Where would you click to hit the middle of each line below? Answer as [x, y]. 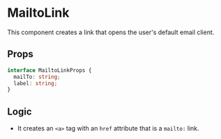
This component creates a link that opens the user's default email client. [111, 32]
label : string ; [36, 83]
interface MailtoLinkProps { [49, 70]
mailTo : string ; [37, 77]
